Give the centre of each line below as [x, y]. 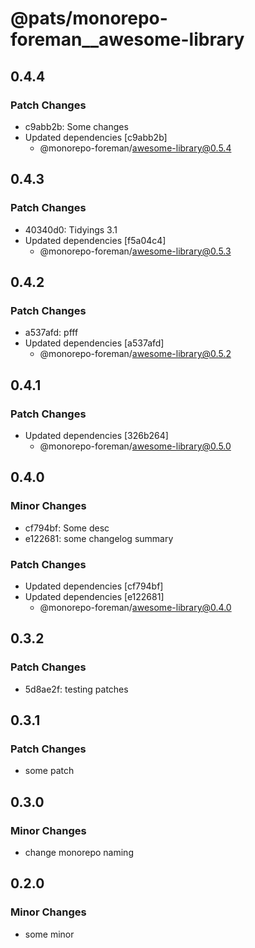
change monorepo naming [79, 852]
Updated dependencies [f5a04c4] [95, 240]
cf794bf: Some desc [67, 528]
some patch [49, 771]
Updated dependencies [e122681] [94, 596]
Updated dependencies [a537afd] [94, 343]
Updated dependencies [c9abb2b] [96, 137]
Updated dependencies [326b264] [96, 435]
